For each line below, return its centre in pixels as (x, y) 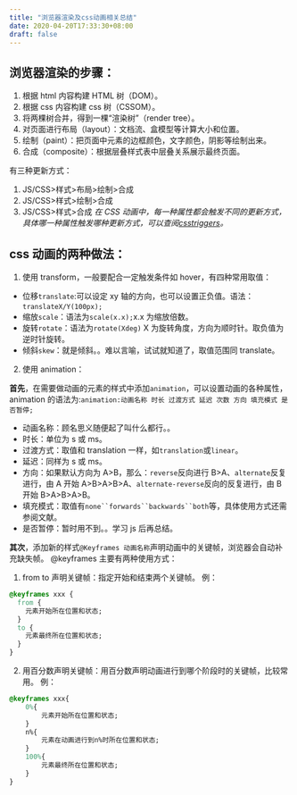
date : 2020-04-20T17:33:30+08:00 (71, 26)
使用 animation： (53, 369)
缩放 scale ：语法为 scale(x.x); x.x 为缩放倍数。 (107, 317)
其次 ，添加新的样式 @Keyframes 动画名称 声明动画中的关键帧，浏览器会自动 (142, 547)
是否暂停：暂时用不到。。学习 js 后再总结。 (100, 528)
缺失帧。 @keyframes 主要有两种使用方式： (97, 558)
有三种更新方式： (41, 171)
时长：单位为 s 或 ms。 (64, 439)
